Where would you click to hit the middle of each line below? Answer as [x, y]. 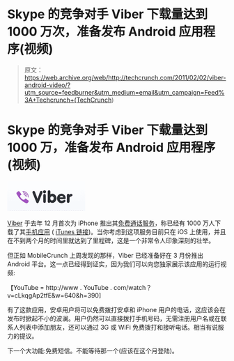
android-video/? [47, 85]
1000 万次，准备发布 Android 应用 [105, 32]
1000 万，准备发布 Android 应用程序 [111, 148]
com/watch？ [133, 287]
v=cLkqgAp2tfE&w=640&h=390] [54, 295]
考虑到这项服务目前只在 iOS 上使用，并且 [167, 231]
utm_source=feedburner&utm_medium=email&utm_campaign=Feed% [124, 92]
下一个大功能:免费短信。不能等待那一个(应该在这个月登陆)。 [93, 351]
